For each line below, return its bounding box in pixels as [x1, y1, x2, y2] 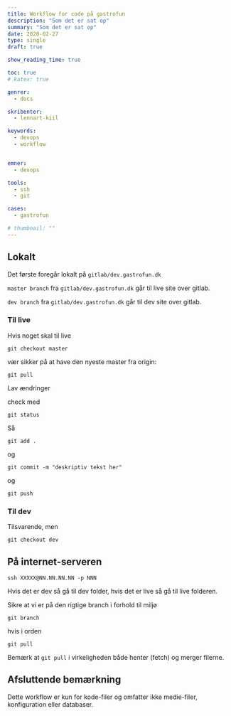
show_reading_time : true [7, 56, 81, 64]
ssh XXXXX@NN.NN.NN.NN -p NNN [7, 574, 97, 582]
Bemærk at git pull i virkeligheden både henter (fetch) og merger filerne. [7, 653, 225, 661]
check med [7, 397, 41, 406]
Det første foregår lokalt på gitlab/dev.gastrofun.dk [7, 269, 161, 278]
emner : [7, 159, 27, 167]
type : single [7, 37, 46, 44]
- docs [14, 95, 33, 102]
